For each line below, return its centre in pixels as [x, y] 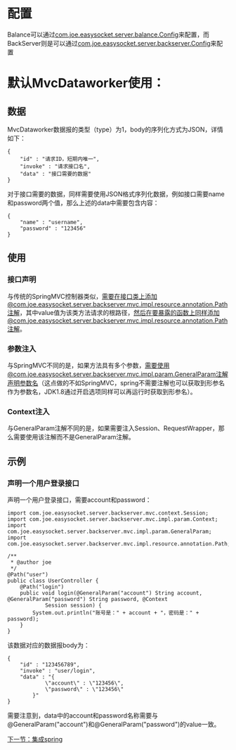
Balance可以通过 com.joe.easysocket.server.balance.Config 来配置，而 [108, 34]
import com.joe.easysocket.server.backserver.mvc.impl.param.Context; [113, 519]
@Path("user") [28, 574]
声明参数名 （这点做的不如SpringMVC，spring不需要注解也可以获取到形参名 [116, 382]
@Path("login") [42, 587]
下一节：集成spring [35, 739]
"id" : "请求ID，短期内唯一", [60, 159]
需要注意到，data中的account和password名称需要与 [83, 715]
